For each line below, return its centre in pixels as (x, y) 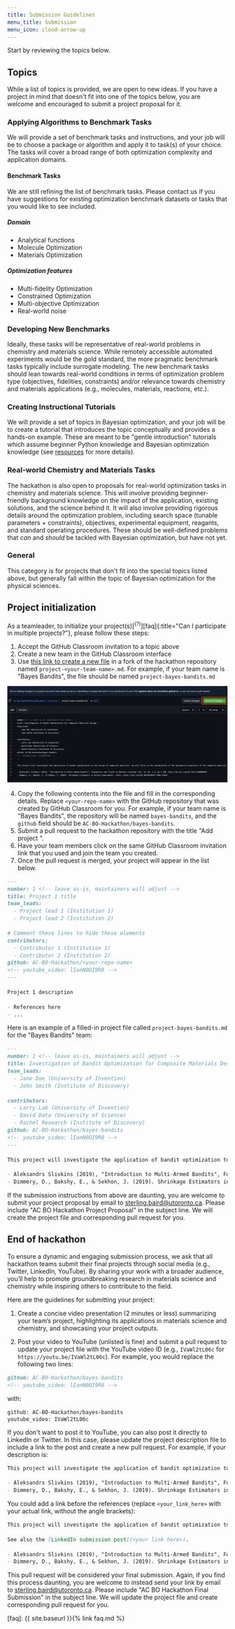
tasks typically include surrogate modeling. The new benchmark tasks (108, 366)
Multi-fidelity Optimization (55, 288)
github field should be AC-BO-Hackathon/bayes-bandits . (96, 823)
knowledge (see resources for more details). (71, 452)
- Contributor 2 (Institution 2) (62, 956)
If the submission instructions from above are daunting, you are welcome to (116, 1195)
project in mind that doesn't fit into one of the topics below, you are (104, 97)
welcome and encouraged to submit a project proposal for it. (94, 104)
